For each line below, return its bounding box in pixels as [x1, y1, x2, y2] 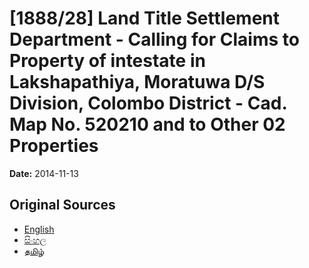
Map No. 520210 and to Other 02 [9, 113, 286, 136]
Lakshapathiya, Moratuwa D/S [9, 71, 266, 94]
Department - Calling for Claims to [9, 28, 300, 51]
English [23, 223, 55, 235]
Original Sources [9, 197, 116, 214]
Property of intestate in [9, 50, 206, 72]
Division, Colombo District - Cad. [9, 92, 287, 115]
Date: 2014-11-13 [9, 167, 79, 179]
